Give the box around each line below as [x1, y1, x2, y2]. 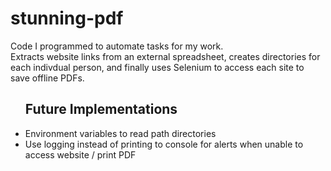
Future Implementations [24, 101, 178, 118]
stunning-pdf [10, 7, 124, 30]
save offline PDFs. [10, 72, 85, 84]
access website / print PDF [24, 148, 137, 161]
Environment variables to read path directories [24, 127, 217, 139]
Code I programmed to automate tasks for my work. [10, 40, 224, 52]
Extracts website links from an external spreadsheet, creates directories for [10, 50, 321, 62]
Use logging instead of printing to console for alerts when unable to [24, 138, 304, 150]
